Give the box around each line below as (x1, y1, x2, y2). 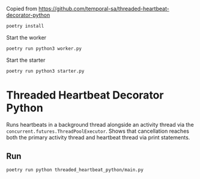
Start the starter (6, 56, 46, 64)
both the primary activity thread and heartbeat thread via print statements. (6, 133, 190, 141)
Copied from (6, 5, 38, 12)
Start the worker (6, 34, 47, 41)
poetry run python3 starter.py (6, 68, 85, 74)
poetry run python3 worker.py (6, 45, 82, 52)
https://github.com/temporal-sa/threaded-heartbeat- (38, 5, 169, 12)
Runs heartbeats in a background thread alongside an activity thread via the (6, 121, 194, 128)
